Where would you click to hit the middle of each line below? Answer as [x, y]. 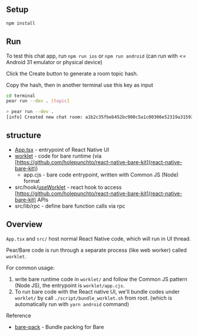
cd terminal [21, 96]
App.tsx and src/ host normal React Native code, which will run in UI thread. [99, 238]
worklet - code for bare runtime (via [58, 156]
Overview [24, 224]
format [32, 181]
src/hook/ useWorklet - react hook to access [68, 187]
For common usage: [30, 268]
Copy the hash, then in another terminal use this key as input [80, 85]
